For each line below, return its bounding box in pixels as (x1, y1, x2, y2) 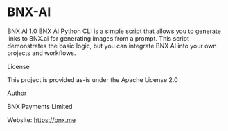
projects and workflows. (7, 49, 76, 57)
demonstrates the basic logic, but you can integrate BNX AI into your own (7, 41, 217, 50)
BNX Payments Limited (7, 102, 73, 110)
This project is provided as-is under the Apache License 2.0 (7, 75, 178, 83)
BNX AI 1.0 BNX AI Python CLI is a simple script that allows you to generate (7, 27, 222, 35)
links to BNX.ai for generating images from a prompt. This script (7, 34, 189, 42)
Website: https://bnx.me (7, 115, 76, 124)
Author (7, 89, 27, 97)
